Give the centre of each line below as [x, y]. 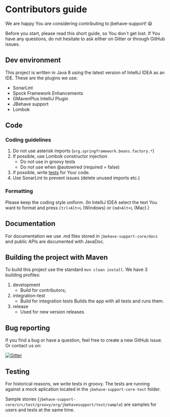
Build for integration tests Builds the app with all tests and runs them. [92, 301]
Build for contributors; [43, 290]
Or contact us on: [23, 346]
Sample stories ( [22, 399]
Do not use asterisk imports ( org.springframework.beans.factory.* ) [83, 151]
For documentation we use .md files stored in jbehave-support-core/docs [82, 236]
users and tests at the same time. [40, 410]
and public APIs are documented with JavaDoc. [55, 241]
